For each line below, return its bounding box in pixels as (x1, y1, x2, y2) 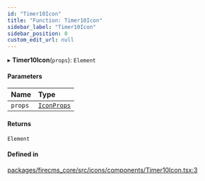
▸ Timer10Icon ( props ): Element (7, 56, 96, 64)
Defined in (7, 150, 39, 158)
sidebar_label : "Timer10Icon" (7, 23, 97, 30)
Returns (7, 119, 32, 127)
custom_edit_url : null (7, 37, 74, 44)
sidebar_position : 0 (7, 30, 69, 37)
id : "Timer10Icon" (7, 10, 61, 18)
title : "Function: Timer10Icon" (7, 17, 102, 24)
